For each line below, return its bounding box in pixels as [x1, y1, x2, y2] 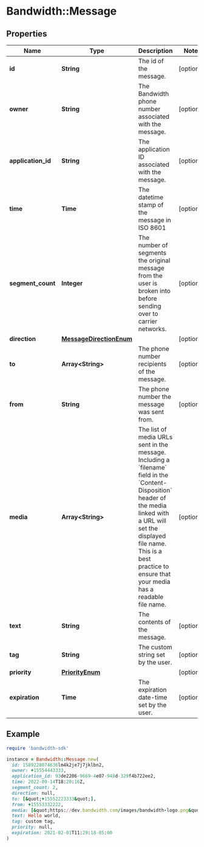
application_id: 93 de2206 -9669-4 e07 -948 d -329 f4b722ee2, [12, 773, 156, 779]
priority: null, [12, 824, 53, 831]
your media [138, 577, 171, 586]
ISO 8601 [138, 223, 166, 232]
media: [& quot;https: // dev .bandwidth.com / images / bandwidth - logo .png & [12, 807, 191, 814]
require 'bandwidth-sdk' [6, 745, 69, 751]
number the [138, 393, 172, 401]
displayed [138, 532, 166, 540]
